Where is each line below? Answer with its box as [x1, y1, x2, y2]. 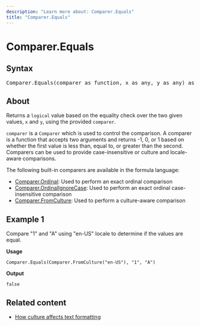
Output [6, 270, 24, 277]
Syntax [6, 64, 33, 74]
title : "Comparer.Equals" [6, 14, 70, 20]
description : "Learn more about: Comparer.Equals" [6, 8, 135, 15]
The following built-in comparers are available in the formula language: [6, 167, 180, 174]
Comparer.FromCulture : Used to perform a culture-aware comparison [14, 197, 186, 204]
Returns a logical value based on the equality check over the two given [6, 112, 183, 119]
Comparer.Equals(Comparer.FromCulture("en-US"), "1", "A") [6, 259, 156, 265]
